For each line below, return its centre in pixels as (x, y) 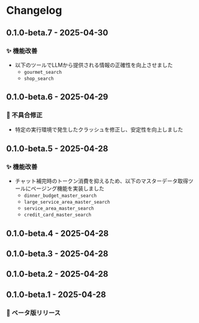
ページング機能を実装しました (68, 189)
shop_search (39, 79)
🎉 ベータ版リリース (34, 313)
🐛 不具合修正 (25, 115)
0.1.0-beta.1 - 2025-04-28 (56, 294)
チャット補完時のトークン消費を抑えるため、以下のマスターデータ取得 (102, 181)
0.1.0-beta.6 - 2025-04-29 (57, 97)
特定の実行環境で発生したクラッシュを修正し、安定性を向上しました (99, 129)
